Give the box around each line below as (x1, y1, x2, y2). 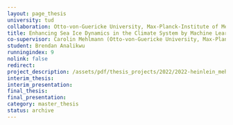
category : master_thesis (7, 101, 79, 108)
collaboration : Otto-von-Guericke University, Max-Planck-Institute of (7, 23, 218, 30)
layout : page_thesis (7, 10, 67, 17)
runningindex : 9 (7, 49, 54, 56)
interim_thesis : (7, 74, 54, 82)
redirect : (7, 62, 36, 69)
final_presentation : (7, 94, 67, 101)
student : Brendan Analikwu (7, 42, 85, 49)
